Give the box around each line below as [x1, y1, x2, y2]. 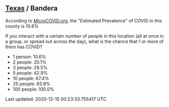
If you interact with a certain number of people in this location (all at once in [5, 33, 164, 39]
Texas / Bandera [5, 4, 58, 13]
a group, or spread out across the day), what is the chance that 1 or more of [5, 38, 164, 44]
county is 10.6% [5, 23, 39, 29]
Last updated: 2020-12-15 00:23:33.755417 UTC [5, 96, 107, 102]
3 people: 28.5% [12, 64, 48, 70]
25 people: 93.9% [12, 81, 51, 87]
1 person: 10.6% [12, 53, 46, 60]
